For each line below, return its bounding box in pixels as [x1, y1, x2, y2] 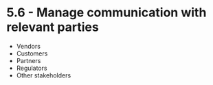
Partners [16, 56, 41, 64]
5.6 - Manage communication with [6, 5, 207, 21]
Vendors [16, 42, 41, 50]
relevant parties [6, 19, 99, 35]
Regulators [16, 64, 47, 72]
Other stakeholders [16, 71, 71, 80]
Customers [16, 49, 48, 58]
